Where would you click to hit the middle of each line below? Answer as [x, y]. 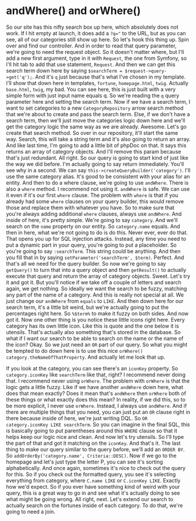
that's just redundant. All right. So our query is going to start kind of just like [97, 158]
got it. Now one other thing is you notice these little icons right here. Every [96, 319]
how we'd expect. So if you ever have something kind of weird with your [93, 486]
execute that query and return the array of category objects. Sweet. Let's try [98, 276]
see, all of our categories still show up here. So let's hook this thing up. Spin [97, 39]
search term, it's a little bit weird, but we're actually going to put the [87, 307]
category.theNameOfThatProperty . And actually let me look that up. [86, 357]
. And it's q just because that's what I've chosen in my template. [109, 77]
